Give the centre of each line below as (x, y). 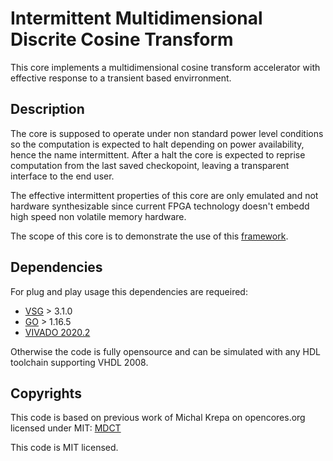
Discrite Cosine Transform (122, 39)
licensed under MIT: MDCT (66, 428)
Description (47, 109)
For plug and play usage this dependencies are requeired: (129, 291)
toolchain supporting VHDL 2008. (79, 362)
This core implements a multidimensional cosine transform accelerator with (165, 67)
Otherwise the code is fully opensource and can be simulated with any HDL (165, 351)
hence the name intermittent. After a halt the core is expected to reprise (158, 154)
